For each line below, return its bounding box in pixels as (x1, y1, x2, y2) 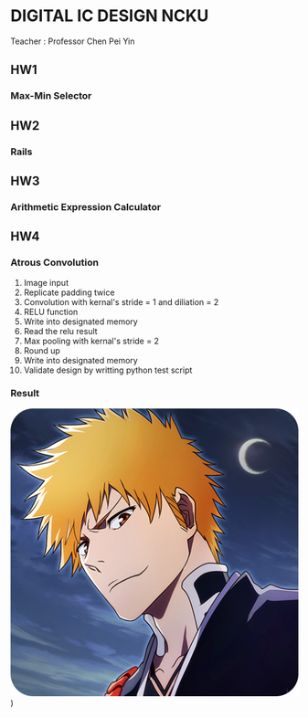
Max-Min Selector (10, 90, 92, 102)
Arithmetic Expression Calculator (10, 200, 162, 213)
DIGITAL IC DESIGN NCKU (10, 5, 209, 26)
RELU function (23, 306, 79, 317)
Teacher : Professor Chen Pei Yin (10, 36, 135, 47)
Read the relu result (23, 325, 99, 336)
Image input (23, 277, 69, 288)
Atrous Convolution (10, 257, 100, 269)
